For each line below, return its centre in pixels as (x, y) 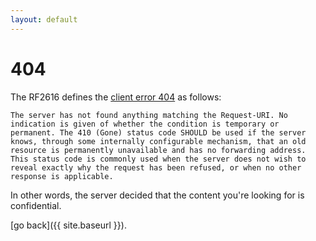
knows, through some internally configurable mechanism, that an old (158, 141)
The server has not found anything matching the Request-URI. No (149, 115)
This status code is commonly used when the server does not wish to (158, 159)
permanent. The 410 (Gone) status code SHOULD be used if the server (158, 132)
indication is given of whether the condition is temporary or (145, 124)
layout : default (44, 19)
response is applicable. (62, 176)
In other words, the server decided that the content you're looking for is (157, 195)
